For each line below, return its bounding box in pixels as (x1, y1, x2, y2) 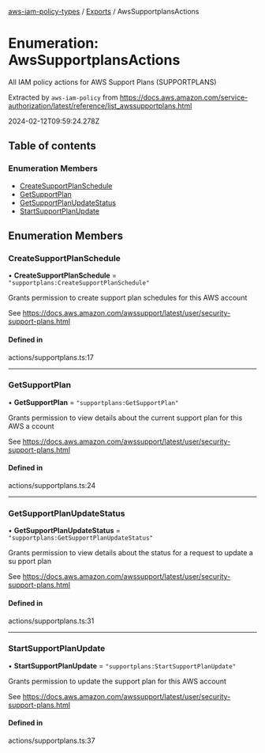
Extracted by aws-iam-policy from (8, 93, 118, 102)
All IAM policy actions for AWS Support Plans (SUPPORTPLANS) (8, 77, 217, 86)
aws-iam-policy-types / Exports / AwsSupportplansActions (8, 7, 200, 16)
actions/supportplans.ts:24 (8, 481, 96, 490)
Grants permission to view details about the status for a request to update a (8, 548, 254, 558)
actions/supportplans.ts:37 (8, 736, 96, 746)
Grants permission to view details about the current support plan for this (8, 413, 243, 422)
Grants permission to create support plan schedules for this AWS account (8, 293, 248, 303)
